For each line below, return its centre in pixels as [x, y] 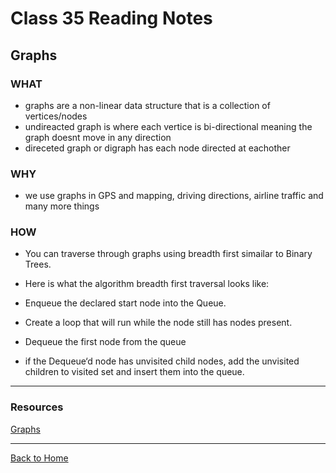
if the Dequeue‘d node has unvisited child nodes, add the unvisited [162, 361]
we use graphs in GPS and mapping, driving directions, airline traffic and [174, 196]
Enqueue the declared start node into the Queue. [125, 303]
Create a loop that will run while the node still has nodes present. [158, 323]
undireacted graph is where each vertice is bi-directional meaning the [168, 126]
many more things [62, 206]
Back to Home [39, 458]
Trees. [38, 264]
